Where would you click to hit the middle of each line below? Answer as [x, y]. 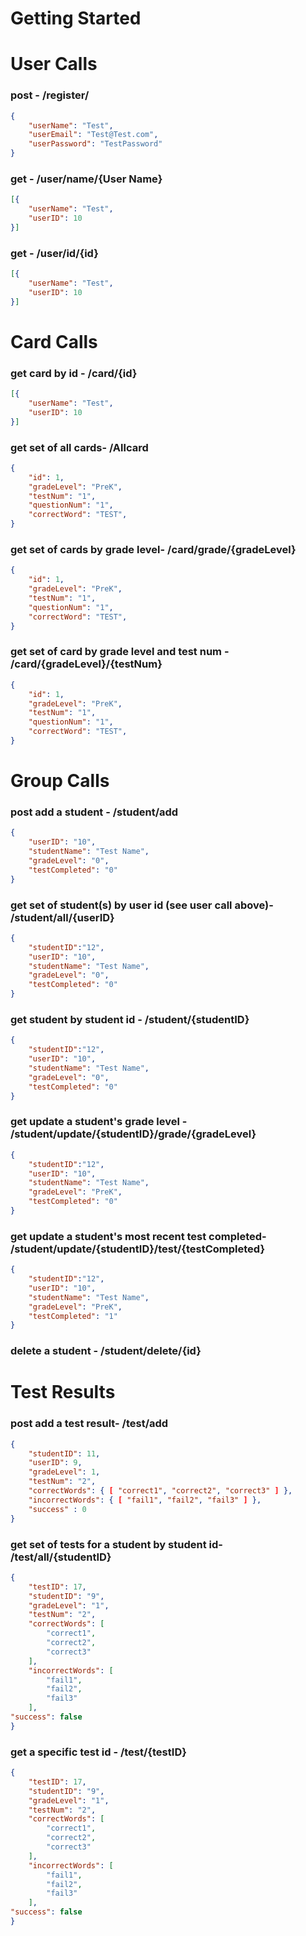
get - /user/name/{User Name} [86, 179]
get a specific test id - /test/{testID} [98, 1752]
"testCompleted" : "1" [73, 1316]
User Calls [54, 64]
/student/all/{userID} [62, 917]
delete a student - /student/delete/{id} [106, 1351]
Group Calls [60, 781]
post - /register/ [50, 95]
